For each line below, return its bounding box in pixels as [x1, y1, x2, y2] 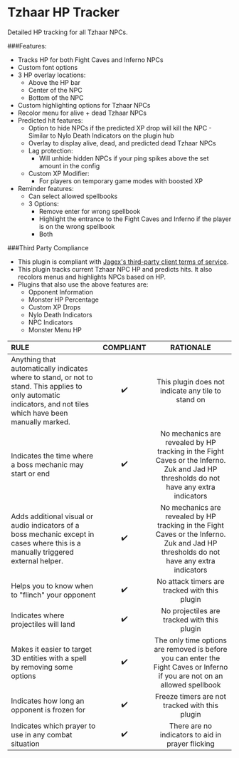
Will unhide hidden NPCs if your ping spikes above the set [38, 154, 209, 163]
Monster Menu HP [28, 325, 82, 334]
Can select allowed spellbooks [28, 192, 118, 200]
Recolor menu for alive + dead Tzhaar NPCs [17, 108, 147, 117]
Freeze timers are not [155, 691, 226, 701]
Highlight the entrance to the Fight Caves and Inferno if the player [38, 215, 232, 223]
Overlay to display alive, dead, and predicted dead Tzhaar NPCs [28, 138, 216, 147]
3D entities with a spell [11, 653, 87, 663]
